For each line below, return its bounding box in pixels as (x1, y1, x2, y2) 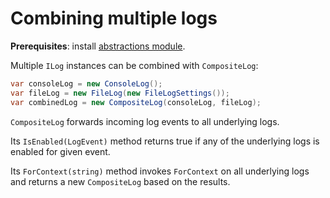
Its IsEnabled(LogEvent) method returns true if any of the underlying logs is (10, 135, 320, 147)
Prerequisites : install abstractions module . (10, 40, 186, 52)
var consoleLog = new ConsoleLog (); (10, 78, 163, 89)
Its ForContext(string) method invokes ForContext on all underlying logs (10, 165, 310, 177)
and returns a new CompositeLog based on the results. (10, 175, 231, 187)
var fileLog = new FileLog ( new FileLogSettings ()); (10, 88, 230, 98)
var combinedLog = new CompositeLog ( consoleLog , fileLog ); (10, 97, 262, 107)
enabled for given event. (10, 145, 111, 157)
